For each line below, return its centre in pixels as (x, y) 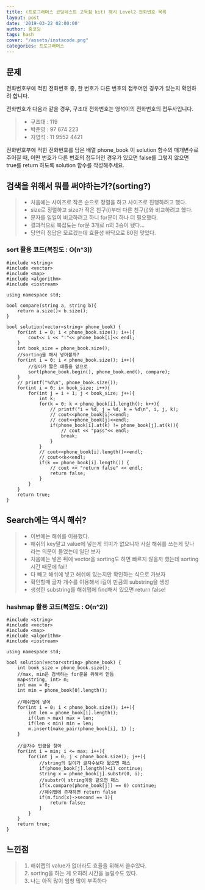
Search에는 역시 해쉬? (46, 520)
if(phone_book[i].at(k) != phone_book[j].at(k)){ (114, 425)
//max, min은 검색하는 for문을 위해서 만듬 (66, 674)
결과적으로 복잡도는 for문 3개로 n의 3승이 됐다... (88, 225)
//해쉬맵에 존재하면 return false (77, 792)
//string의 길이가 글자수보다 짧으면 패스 (85, 763)
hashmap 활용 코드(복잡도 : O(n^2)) (57, 606)
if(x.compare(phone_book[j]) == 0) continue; (98, 785)
